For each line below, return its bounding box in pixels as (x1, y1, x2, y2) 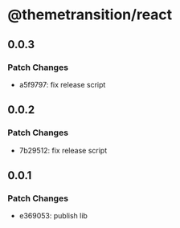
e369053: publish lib (18, 211, 88, 221)
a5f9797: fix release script (18, 79, 106, 89)
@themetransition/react (7, 6, 173, 24)
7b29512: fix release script (18, 145, 108, 155)
